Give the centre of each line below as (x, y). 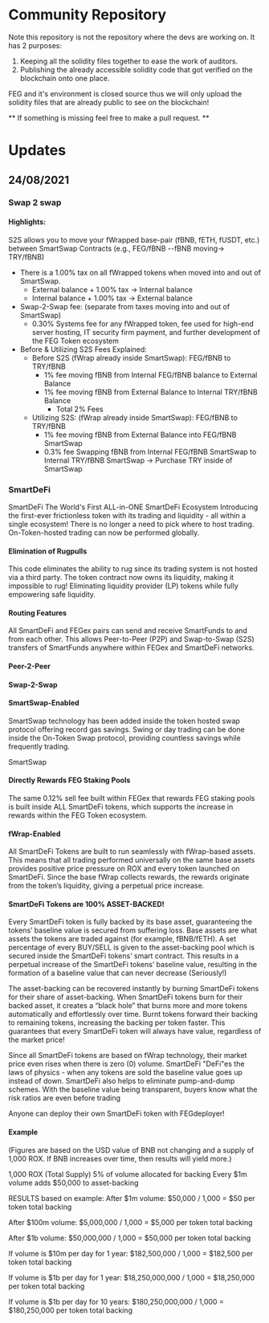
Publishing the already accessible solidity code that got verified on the (136, 69)
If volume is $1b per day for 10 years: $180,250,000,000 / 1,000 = (116, 1301)
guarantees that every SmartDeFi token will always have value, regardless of (135, 1031)
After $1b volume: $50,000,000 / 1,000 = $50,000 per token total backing (130, 1238)
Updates (37, 151)
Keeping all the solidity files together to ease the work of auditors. (129, 61)
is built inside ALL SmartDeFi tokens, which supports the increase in (121, 806)
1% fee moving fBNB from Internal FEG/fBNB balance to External (151, 374)
